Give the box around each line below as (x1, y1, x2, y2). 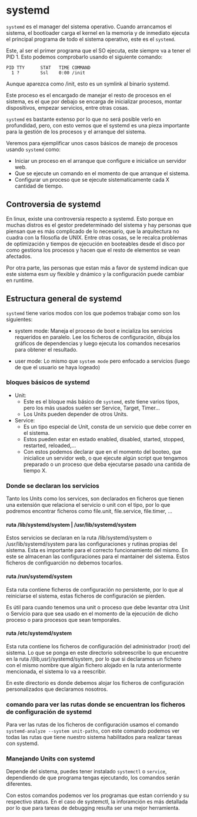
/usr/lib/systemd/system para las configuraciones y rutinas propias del (6, 540, 178, 547)
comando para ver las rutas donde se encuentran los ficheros (6, 700, 185, 708)
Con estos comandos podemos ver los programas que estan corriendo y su (6, 792, 189, 799)
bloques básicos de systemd (6, 378, 90, 386)
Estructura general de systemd (6, 294, 122, 304)
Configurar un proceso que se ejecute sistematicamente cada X (14, 176, 169, 183)
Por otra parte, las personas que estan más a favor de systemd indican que (6, 264, 188, 271)
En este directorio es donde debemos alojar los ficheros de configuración (6, 679, 184, 686)
